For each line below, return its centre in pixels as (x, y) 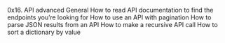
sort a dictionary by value (44, 32)
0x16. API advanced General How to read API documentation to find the (110, 10)
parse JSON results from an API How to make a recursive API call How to (113, 25)
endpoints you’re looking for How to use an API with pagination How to (109, 17)
